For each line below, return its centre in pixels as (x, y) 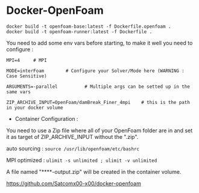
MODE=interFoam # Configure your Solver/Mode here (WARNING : (96, 71)
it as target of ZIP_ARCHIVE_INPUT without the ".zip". (72, 136)
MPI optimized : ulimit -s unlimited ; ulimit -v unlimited (82, 160)
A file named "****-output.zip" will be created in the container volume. (94, 171)
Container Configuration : (46, 118)
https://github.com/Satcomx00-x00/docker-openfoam (74, 183)
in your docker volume (35, 108)
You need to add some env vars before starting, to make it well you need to (99, 43)
